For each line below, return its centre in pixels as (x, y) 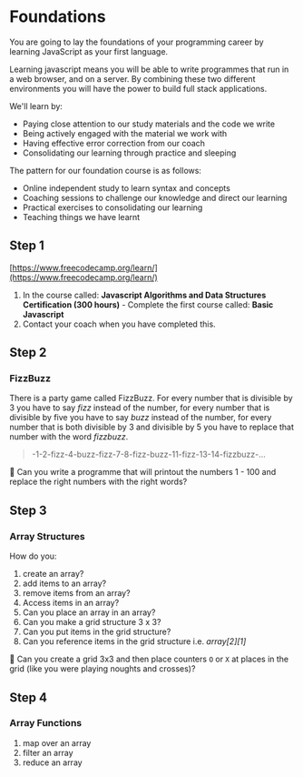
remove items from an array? (76, 593)
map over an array (57, 742)
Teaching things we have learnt (81, 217)
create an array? (53, 574)
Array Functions (46, 723)
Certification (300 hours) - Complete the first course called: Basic (148, 304)
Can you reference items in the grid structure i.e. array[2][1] (134, 641)
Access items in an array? (71, 603)
